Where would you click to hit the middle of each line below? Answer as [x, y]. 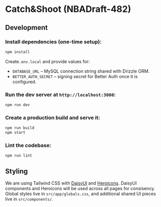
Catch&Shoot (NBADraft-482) [68, 9]
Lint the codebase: [28, 145]
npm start [15, 133]
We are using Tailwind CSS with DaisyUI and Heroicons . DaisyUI [71, 183]
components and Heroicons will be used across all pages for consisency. [80, 188]
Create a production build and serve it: [53, 117]
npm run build [20, 128]
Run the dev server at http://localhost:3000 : [61, 95]
